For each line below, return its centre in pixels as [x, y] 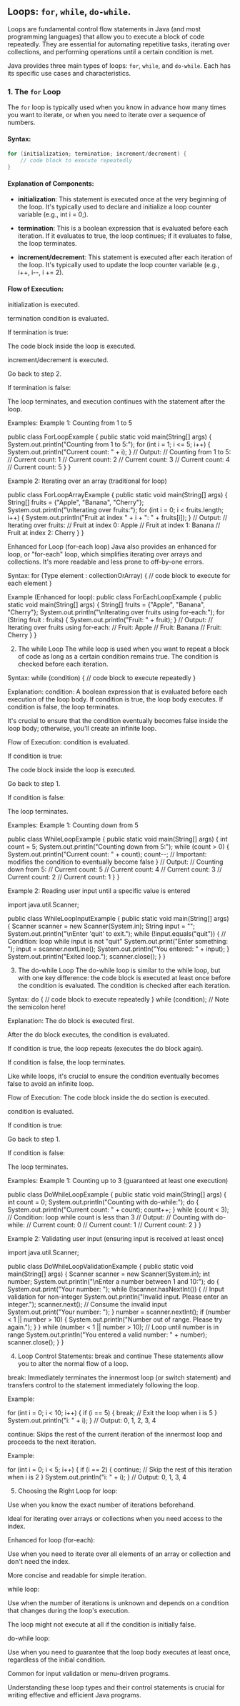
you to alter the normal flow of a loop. [73, 1364]
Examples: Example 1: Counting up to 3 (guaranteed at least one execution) [118, 1181]
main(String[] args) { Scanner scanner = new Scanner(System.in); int [109, 1274]
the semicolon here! [37, 1007]
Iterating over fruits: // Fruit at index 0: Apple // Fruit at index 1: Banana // [114, 525]
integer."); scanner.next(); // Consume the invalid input [87, 1305]
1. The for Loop [34, 91]
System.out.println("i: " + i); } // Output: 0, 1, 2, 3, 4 [82, 1420]
